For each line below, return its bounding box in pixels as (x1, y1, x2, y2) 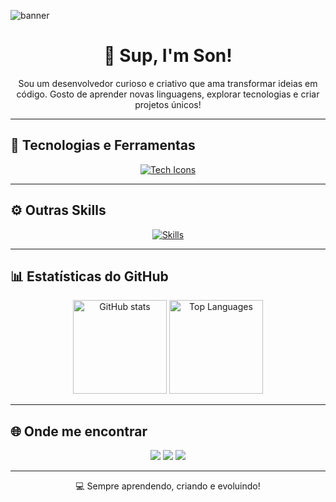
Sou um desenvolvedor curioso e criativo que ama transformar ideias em (18, 77, 318, 89)
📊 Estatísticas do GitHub (10, 268, 169, 285)
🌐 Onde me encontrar (10, 423, 148, 440)
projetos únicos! (134, 98, 202, 110)
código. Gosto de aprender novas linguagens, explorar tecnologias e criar (16, 88, 320, 100)
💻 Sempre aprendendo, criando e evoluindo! (75, 480, 261, 492)
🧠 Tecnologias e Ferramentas (10, 137, 196, 154)
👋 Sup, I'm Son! (103, 45, 233, 67)
